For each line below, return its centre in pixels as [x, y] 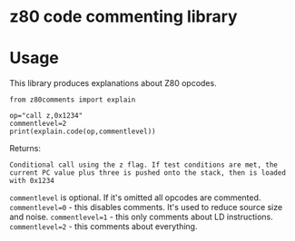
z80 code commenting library [123, 17]
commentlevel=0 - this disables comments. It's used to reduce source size [146, 207]
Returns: [25, 149]
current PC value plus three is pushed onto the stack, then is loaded [147, 173]
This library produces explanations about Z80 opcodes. [113, 83]
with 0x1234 [32, 181]
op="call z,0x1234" [46, 116]
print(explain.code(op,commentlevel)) [83, 132]
